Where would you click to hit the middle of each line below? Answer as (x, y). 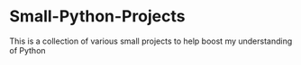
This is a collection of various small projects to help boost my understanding (151, 41)
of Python (28, 50)
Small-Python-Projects (97, 16)
